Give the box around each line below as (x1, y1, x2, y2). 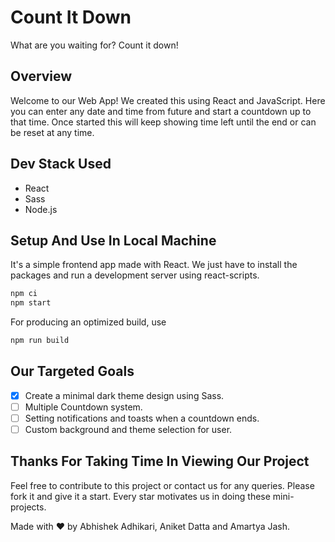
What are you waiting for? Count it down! (10, 39, 179, 51)
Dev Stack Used (10, 156, 112, 173)
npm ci (10, 289, 38, 299)
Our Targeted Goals (10, 363, 135, 380)
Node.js (24, 203, 58, 215)
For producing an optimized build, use (10, 316, 167, 328)
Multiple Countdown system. (24, 401, 143, 413)
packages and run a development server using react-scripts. (10, 269, 260, 281)
